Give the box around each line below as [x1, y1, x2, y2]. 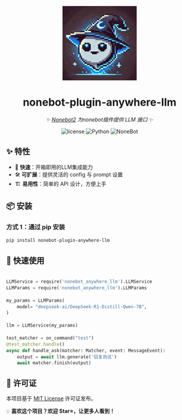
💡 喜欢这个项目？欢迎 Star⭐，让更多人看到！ [6, 408, 116, 415]
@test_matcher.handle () [6, 341, 65, 347]
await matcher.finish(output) [17, 360, 92, 366]
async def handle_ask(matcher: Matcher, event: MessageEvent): [6, 348, 166, 353]
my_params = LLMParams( [6, 297, 65, 304]
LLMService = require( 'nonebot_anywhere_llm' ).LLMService [6, 279, 152, 285]
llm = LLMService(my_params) [6, 323, 78, 329]
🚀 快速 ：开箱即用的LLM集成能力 [14, 163, 93, 170]
